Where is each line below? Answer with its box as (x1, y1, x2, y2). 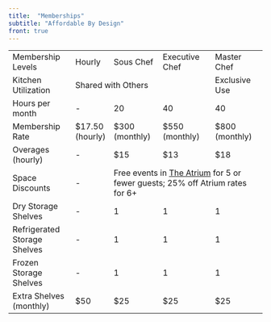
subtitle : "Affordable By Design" (8, 19, 125, 27)
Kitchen (12, 74, 42, 86)
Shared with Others (75, 80, 149, 91)
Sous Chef (113, 56, 154, 68)
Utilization (12, 85, 51, 96)
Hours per (12, 98, 51, 109)
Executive (162, 52, 200, 63)
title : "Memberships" (8, 11, 85, 20)
